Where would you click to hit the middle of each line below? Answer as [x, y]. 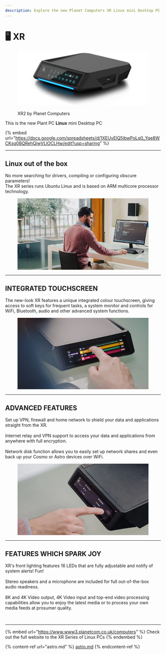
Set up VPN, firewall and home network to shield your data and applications [82, 420]
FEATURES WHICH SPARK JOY [53, 554]
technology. [17, 192]
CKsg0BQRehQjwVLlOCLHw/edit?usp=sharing [53, 144]
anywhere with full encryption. [36, 441]
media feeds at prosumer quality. [39, 608]
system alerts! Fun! [24, 571]
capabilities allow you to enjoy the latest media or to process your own [77, 602]
